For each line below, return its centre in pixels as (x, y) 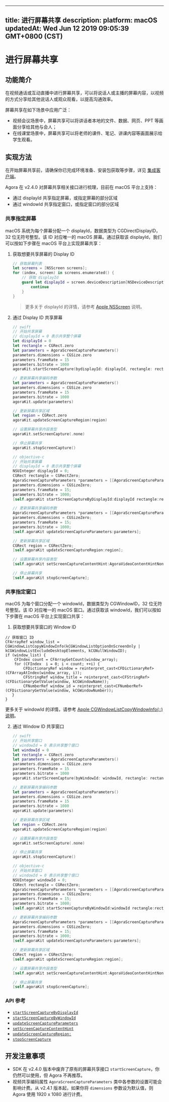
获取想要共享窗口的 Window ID (44, 627)
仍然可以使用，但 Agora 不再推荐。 (49, 1075)
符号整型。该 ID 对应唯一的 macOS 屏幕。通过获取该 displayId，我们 (91, 237)
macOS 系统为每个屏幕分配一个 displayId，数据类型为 (61, 231)
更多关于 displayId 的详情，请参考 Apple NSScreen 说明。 (85, 306)
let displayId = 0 (32, 341)
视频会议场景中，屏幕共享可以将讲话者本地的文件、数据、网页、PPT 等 (86, 121)
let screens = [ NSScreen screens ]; (50, 268)
